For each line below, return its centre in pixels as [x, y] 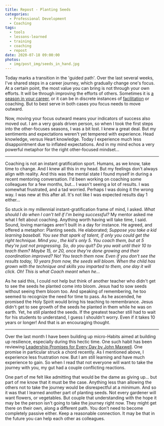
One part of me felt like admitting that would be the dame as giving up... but [81, 377]
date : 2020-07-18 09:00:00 [32, 55]
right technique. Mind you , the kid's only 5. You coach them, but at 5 [74, 241]
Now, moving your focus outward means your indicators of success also [78, 119]
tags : [10, 28]
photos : [13, 60]
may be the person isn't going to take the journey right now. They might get [81, 403]
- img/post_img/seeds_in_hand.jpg [44, 64]
